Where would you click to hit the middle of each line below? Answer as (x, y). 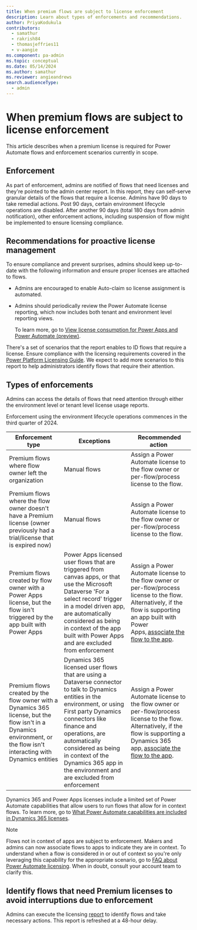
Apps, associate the (158, 632)
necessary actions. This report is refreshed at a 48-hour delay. (82, 921)
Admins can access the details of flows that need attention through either (95, 399)
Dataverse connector (93, 682)
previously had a (32, 530)
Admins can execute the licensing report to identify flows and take (86, 914)
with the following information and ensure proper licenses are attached (103, 271)
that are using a (85, 675)
